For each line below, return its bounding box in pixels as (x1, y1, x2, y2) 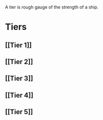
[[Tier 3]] (5, 74, 33, 83)
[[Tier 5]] (5, 108, 33, 116)
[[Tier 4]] (5, 91, 33, 99)
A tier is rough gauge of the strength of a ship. (5, 4, 99, 10)
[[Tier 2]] (5, 58, 33, 66)
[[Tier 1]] (5, 41, 32, 49)
